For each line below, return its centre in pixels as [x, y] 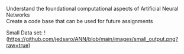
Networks [18, 15]
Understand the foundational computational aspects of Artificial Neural [92, 9]
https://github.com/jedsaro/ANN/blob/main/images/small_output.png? [93, 39]
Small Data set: [25, 33]
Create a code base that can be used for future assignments [80, 21]
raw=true [17, 45]
